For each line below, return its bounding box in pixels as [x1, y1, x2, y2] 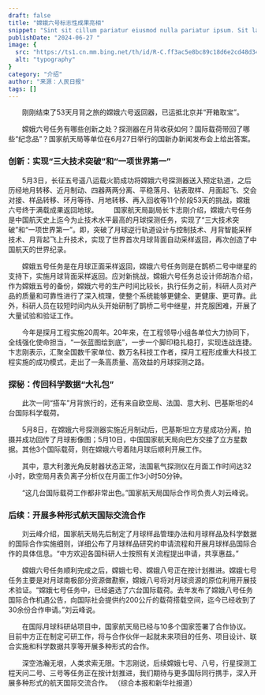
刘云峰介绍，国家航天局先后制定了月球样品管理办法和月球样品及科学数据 [21, 529, 257, 539]
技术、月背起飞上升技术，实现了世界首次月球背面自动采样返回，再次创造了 [8, 235, 250, 244]
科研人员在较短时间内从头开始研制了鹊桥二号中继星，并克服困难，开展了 [21, 301, 257, 310]
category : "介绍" [8, 70, 63, 78]
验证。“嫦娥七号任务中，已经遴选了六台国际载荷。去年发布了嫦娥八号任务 [14, 585, 254, 595]
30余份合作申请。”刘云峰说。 [8, 605, 100, 614]
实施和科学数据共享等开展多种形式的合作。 [14, 641, 154, 652]
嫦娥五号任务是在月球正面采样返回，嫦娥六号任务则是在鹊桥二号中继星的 [21, 261, 257, 271]
